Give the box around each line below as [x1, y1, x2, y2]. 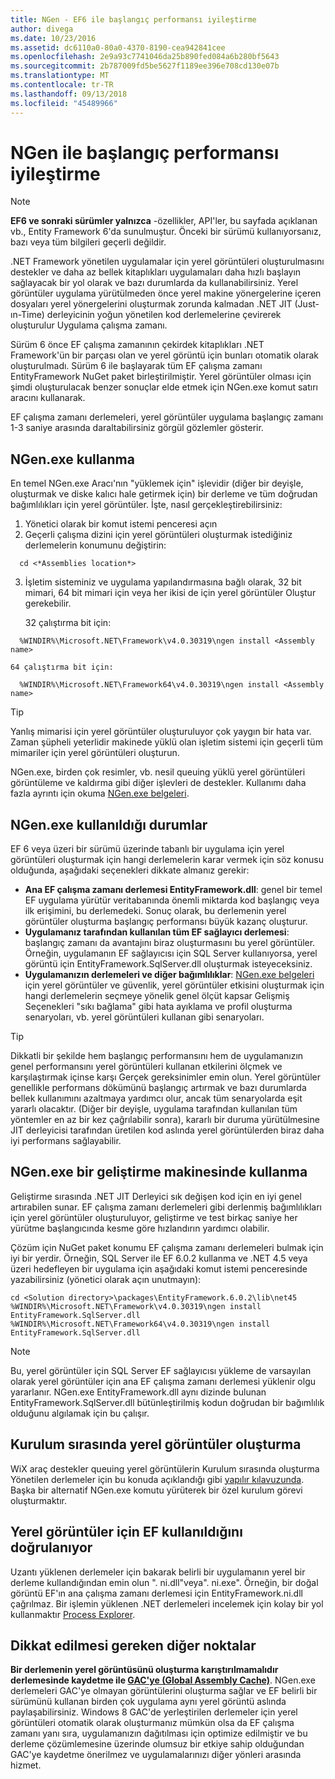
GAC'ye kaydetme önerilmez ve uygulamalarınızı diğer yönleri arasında [10, 1749, 302, 1761]
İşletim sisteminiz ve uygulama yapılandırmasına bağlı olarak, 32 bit [24, 576, 302, 588]
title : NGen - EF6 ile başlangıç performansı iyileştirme [10, 14, 257, 25]
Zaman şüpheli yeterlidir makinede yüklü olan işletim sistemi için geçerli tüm [10, 736, 323, 748]
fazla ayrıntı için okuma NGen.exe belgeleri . [10, 787, 190, 800]
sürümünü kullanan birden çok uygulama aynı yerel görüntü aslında [10, 1696, 287, 1708]
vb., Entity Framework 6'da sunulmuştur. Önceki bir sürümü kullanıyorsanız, [10, 226, 322, 238]
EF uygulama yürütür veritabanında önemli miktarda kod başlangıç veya [24, 894, 320, 906]
